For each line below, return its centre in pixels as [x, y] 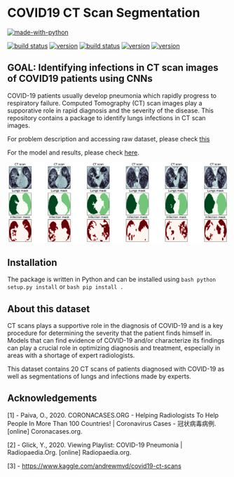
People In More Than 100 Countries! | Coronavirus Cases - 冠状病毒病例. [112, 423]
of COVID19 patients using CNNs [80, 79]
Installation [32, 263]
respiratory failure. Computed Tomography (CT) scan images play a [105, 103]
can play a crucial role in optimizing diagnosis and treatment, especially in [114, 348]
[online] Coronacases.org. [45, 431]
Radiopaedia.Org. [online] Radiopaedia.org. [69, 452]
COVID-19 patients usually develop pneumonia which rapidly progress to [112, 95]
